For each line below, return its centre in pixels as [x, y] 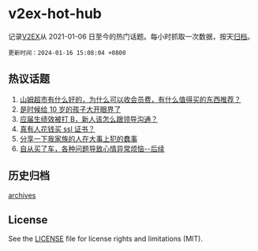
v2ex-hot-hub [55, 14]
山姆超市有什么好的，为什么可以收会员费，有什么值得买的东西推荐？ [130, 99]
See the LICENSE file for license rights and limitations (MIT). [106, 239]
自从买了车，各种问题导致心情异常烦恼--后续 [92, 148]
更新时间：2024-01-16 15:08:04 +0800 [67, 53]
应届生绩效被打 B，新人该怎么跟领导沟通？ [88, 119]
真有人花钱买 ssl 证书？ [57, 129]
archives [22, 195]
